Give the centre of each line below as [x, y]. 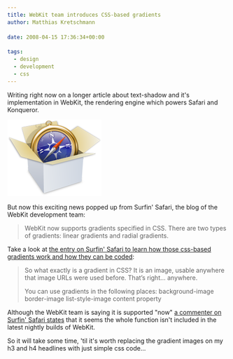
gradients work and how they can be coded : [71, 257]
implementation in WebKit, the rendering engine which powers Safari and [113, 102]
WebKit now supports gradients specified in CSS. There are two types [125, 228]
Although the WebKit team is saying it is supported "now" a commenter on [114, 312]
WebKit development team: [47, 215]
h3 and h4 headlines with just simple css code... [77, 348]
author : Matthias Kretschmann [51, 22]
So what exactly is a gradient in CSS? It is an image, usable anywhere [125, 270]
